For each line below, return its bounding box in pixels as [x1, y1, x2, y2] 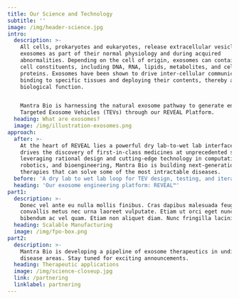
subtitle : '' [7, 17, 46, 24]
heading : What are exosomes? [14, 115, 100, 123]
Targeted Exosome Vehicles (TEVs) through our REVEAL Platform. [20, 109, 215, 116]
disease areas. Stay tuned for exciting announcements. [20, 254, 190, 262]
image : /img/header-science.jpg [7, 23, 103, 31]
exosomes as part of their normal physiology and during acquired [20, 51, 221, 58]
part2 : [7, 234, 27, 242]
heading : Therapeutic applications [14, 261, 119, 268]
